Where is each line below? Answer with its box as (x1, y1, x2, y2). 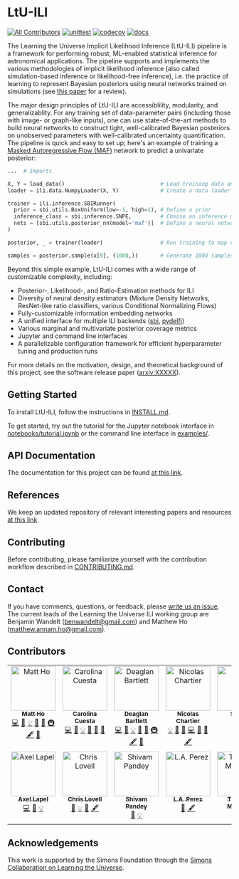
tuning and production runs (17, 347, 98, 355)
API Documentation (7, 449, 96, 461)
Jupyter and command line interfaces (17, 332, 128, 340)
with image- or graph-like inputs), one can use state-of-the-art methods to (7, 115, 226, 125)
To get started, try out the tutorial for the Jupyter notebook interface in (7, 421, 215, 430)
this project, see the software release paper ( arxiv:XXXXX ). (7, 368, 181, 377)
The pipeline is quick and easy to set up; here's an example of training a (7, 138, 218, 147)
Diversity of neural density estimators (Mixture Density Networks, (17, 293, 210, 302)
